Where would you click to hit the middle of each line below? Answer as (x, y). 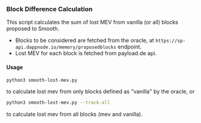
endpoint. (130, 47)
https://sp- (170, 41)
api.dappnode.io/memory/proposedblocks (66, 47)
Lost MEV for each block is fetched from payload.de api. (86, 53)
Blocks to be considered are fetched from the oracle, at (84, 41)
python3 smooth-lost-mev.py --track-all (58, 103)
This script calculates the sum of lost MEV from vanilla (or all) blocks (92, 22)
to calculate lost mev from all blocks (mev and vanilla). (75, 115)
